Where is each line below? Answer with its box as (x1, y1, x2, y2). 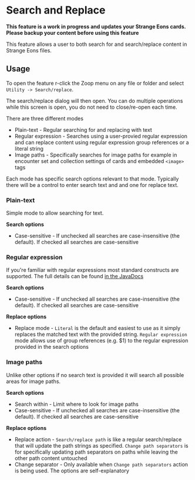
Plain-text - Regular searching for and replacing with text (14, 126, 153, 133)
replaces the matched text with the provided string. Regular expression (14, 331, 187, 338)
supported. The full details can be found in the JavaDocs (6, 273, 144, 280)
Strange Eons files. (6, 46, 52, 54)
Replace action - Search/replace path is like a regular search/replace (14, 436, 182, 443)
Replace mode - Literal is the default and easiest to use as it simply (14, 325, 181, 332)
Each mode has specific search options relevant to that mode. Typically (6, 175, 179, 182)
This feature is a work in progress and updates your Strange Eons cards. (6, 23, 186, 30)
